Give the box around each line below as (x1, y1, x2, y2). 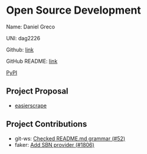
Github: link (6, 46, 34, 53)
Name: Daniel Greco (6, 23, 55, 30)
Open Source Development (6, 4, 142, 17)
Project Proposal (6, 86, 69, 97)
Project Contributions (6, 119, 87, 129)
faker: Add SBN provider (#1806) (14, 141, 94, 148)
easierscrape (14, 102, 47, 109)
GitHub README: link (6, 57, 58, 65)
